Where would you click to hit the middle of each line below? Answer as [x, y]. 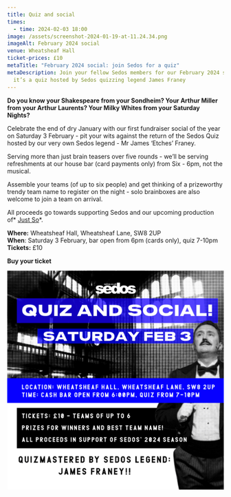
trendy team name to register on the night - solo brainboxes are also [104, 191]
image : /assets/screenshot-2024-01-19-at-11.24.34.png [87, 36]
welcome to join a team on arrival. [55, 199]
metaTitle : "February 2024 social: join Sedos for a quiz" [93, 65]
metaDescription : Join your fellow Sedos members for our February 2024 [113, 72]
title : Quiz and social [41, 14]
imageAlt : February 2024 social [53, 44]
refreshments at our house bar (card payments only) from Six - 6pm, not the [115, 163]
